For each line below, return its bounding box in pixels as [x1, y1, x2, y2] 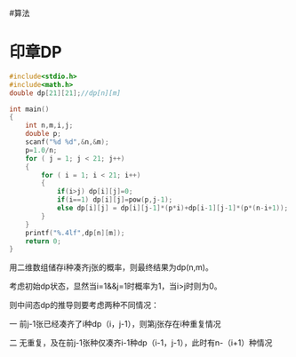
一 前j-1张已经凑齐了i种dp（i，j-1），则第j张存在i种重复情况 [9, 319, 221, 329]
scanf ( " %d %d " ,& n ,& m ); [25, 138, 109, 147]
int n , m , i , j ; [25, 121, 74, 131]
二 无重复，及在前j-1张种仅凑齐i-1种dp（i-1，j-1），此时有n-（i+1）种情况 [9, 337, 273, 348]
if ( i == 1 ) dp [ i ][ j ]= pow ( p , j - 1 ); [56, 195, 173, 204]
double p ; [25, 130, 62, 139]
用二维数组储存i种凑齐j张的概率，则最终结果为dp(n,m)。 [9, 262, 213, 273]
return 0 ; [25, 236, 62, 246]
